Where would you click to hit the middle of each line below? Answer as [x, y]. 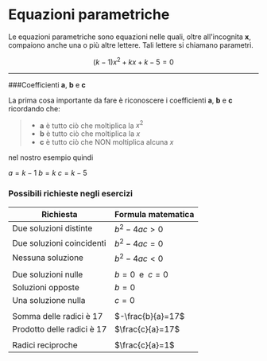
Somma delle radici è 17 [58, 316]
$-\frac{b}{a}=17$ [150, 316]
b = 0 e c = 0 [141, 274]
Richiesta [59, 214]
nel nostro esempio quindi [51, 157]
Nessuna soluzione [48, 258]
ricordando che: [35, 108]
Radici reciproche [45, 345]
